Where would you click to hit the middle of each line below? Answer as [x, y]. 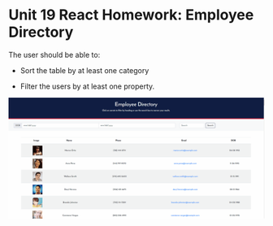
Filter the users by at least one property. [87, 86]
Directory [41, 32]
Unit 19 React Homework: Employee [131, 15]
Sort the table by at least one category [84, 70]
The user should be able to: [54, 54]
